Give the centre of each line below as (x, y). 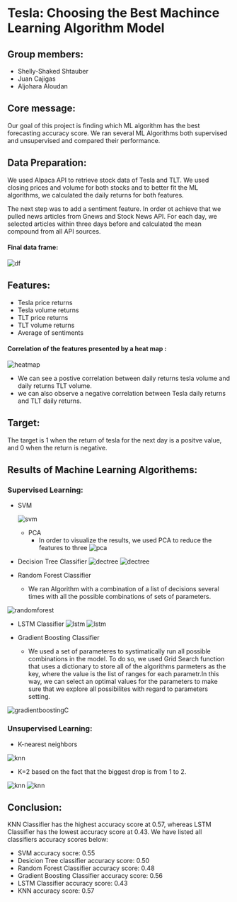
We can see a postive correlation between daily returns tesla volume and (123, 378)
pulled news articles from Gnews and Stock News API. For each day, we (112, 216)
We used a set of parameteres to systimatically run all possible (119, 651)
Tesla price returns (45, 302)
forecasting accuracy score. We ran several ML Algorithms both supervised (117, 133)
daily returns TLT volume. (54, 386)
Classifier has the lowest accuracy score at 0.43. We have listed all (105, 832)
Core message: (42, 109)
